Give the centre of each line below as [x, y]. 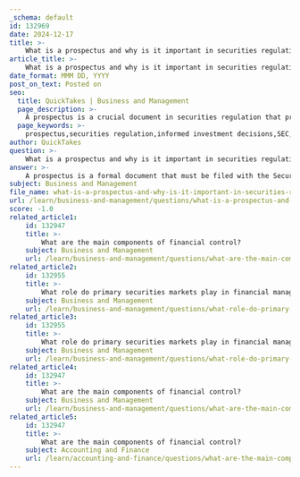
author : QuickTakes [46, 142]
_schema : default [42, 17]
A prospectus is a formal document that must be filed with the [147, 175]
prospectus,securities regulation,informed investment [129, 134]
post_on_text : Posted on [55, 84]
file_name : [29, 192]
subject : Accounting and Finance [87, 450]
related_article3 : [43, 317]
